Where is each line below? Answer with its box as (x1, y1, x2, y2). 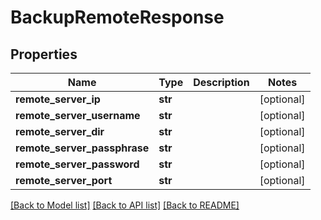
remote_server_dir (15, 125, 105, 138)
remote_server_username (15, 109, 141, 122)
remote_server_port (15, 174, 113, 187)
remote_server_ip (15, 92, 101, 106)
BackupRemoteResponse (10, 6, 225, 29)
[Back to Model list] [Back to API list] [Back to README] (10, 199, 240, 211)
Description (193, 76, 250, 89)
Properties (10, 46, 78, 63)
